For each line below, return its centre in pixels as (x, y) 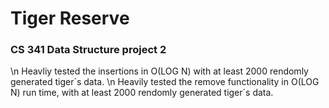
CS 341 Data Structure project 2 (88, 50)
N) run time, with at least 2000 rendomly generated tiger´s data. (142, 93)
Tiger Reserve (70, 18)
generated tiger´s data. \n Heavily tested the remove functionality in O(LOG (165, 82)
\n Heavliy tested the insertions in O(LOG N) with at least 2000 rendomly (159, 71)
